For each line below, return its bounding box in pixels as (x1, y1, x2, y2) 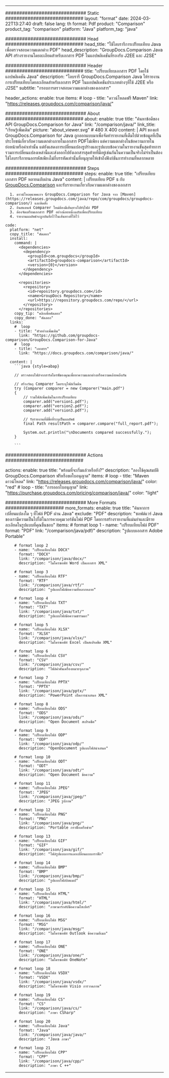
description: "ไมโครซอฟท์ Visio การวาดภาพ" (18, 984, 102, 989)
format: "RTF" (18, 578, 49, 583)
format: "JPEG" (18, 790, 51, 795)
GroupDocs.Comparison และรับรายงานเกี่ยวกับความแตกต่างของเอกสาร (5, 182, 131, 188)
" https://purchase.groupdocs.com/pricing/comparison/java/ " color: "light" (5, 490, 159, 496)
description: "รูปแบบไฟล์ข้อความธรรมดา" (18, 614, 90, 619)
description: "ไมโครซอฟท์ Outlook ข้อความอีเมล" (18, 931, 108, 936)
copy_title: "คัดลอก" (10, 232, 51, 237)
